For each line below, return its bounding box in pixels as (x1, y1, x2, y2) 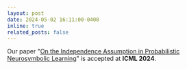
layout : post (7, 9, 45, 17)
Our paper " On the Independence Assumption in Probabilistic (7, 47, 180, 55)
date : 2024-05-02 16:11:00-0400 (7, 16, 99, 23)
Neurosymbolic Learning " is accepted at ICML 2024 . (7, 55, 156, 63)
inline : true (7, 22, 45, 29)
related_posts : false (7, 28, 69, 36)
